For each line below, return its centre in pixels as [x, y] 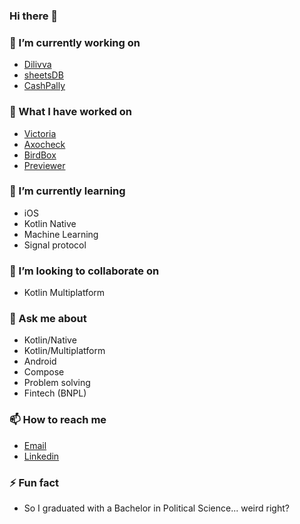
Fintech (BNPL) [55, 393]
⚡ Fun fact [34, 482]
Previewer [44, 165]
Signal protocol [55, 245]
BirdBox [40, 155]
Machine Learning [61, 234]
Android [40, 361]
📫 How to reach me [58, 420]
